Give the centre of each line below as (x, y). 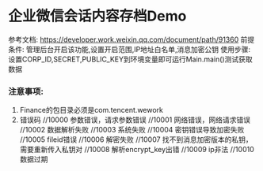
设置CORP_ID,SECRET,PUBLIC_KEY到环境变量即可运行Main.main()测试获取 (130, 59)
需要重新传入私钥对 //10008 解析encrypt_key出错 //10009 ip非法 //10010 (137, 150)
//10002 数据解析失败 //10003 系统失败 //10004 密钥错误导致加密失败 (132, 130)
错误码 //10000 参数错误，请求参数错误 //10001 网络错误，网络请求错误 (135, 120)
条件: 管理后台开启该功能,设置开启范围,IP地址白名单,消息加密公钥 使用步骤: (130, 49)
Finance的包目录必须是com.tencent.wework (91, 110)
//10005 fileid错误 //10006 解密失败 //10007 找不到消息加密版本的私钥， (136, 139)
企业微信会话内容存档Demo (97, 16)
